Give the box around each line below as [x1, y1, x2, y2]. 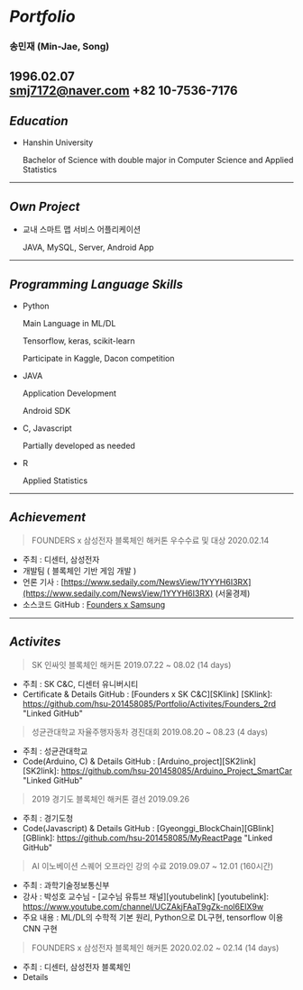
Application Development [22, 388, 117, 399]
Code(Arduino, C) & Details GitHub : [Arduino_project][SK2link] [22, 756, 257, 766]
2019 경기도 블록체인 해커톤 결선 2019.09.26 [31, 793, 190, 804]
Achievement [9, 509, 87, 525]
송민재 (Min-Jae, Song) [9, 41, 110, 53]
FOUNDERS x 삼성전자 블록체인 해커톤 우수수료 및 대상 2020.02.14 [31, 535, 270, 545]
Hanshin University [22, 137, 94, 148]
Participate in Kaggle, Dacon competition [22, 353, 175, 363]
